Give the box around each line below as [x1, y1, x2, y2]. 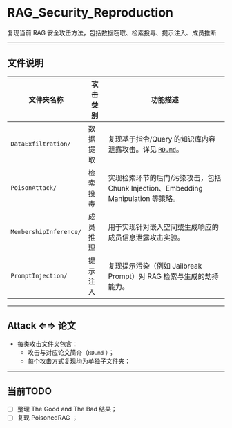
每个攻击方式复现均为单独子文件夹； [27, 357, 131, 365]
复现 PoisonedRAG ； [17, 414, 78, 422]
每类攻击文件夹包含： [17, 340, 78, 348]
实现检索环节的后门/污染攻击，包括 [108, 173, 222, 182]
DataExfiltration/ [10, 139, 71, 148]
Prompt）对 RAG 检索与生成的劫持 [108, 271, 219, 281]
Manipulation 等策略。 [108, 193, 180, 203]
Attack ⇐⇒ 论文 [7, 320, 77, 332]
